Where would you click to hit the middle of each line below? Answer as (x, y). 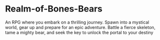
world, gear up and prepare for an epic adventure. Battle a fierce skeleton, (80, 27)
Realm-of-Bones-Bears (54, 9)
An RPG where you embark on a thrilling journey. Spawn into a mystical (77, 22)
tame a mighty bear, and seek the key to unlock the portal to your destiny (79, 32)
